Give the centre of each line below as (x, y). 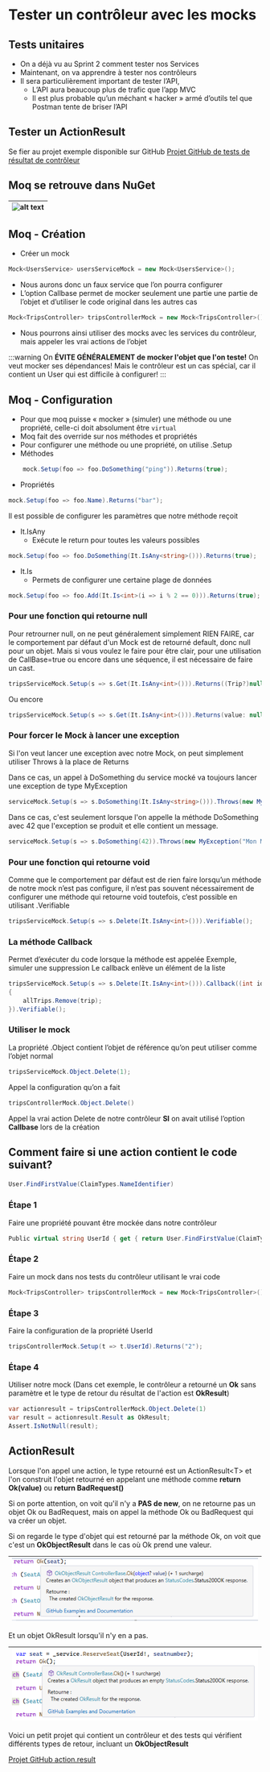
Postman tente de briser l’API (80, 107)
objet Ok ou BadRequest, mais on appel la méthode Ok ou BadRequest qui (131, 1512)
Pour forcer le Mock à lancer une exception (94, 735)
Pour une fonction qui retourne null (78, 616)
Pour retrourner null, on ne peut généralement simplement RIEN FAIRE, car (131, 634)
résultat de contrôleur (44, 160)
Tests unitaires (46, 45)
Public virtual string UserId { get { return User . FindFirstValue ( (124, 1238)
